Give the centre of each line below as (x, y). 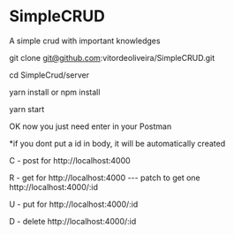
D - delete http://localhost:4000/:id (73, 221)
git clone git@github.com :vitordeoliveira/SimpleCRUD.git (112, 57)
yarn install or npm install (55, 92)
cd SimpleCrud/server (49, 75)
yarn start (27, 109)
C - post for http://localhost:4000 (70, 160)
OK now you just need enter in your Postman (91, 126)
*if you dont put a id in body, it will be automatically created (117, 143)
